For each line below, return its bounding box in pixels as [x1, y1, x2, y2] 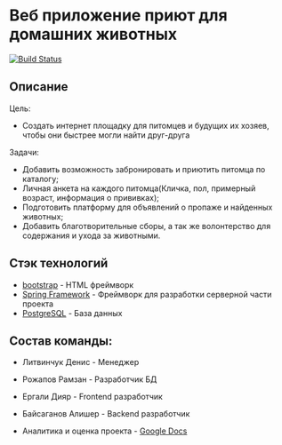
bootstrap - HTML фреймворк [21, 279, 134, 290]
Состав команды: [9, 333, 113, 348]
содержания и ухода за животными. [21, 230, 161, 241]
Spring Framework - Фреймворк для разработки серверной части [21, 289, 272, 299]
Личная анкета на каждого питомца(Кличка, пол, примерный [21, 183, 256, 194]
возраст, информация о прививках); [21, 192, 160, 203]
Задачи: [9, 147, 40, 157]
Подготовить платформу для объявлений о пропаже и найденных [21, 202, 273, 212]
